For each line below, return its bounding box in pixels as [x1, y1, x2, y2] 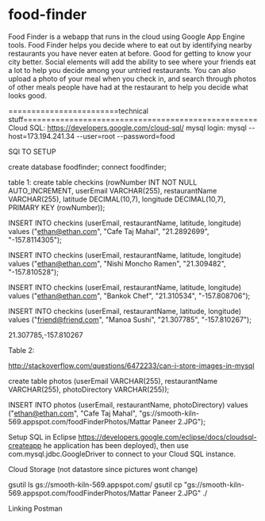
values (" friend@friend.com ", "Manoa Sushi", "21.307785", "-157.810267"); [8, 315, 252, 324]
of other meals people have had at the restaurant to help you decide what [8, 82, 248, 92]
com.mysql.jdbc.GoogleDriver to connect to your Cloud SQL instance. [8, 449, 236, 458]
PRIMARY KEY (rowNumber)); [8, 202, 106, 212]
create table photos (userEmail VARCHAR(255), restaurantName [8, 376, 218, 385]
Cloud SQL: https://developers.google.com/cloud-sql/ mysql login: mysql [8, 123, 248, 132]
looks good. [8, 90, 48, 100]
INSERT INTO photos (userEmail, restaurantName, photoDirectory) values [8, 400, 248, 409]
